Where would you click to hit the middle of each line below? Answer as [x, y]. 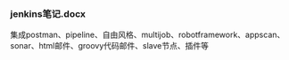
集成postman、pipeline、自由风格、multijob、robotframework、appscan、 [148, 35]
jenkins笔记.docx [48, 13]
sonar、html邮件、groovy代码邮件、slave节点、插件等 [109, 46]
